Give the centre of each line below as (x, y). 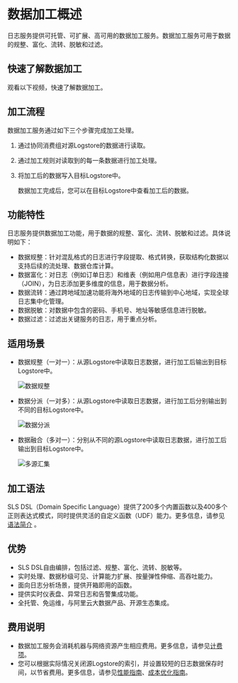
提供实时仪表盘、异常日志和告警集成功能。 (80, 594)
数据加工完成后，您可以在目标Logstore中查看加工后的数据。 (105, 190)
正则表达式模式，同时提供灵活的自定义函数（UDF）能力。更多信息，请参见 (116, 515)
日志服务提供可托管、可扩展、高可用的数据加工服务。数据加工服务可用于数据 (119, 35)
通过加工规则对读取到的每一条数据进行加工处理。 (89, 160)
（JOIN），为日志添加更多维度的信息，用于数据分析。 (95, 283)
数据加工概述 (45, 15)
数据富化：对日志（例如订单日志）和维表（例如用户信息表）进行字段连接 (123, 275)
